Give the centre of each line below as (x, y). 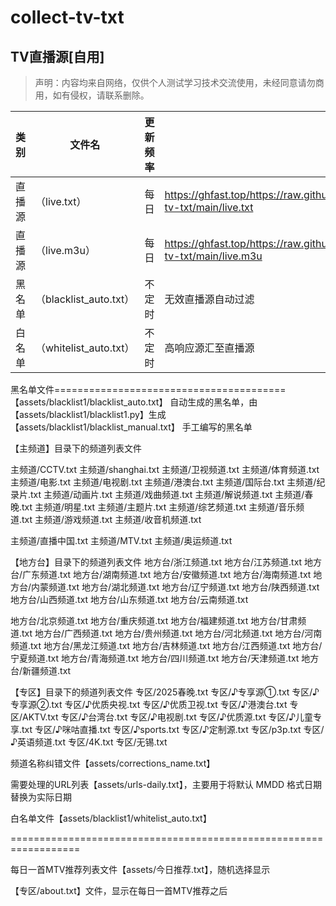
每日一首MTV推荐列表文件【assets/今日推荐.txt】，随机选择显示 (140, 869)
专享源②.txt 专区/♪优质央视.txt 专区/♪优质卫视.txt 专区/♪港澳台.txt (149, 704)
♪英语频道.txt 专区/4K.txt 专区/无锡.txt (89, 742)
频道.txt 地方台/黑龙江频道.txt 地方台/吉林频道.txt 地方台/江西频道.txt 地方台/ (166, 645)
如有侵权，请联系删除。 (101, 95)
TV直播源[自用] (57, 56)
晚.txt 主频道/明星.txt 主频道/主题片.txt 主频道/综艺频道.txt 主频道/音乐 (153, 507)
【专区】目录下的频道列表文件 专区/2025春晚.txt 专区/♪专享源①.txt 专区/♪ (165, 692)
